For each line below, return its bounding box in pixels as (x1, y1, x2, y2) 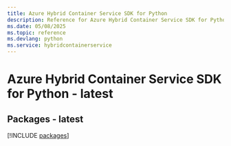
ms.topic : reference (7, 29, 67, 36)
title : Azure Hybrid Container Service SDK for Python (7, 10, 168, 17)
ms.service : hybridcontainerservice (7, 42, 112, 49)
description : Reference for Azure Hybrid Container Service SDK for (7, 16, 208, 23)
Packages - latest (7, 113, 84, 125)
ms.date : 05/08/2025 (7, 23, 67, 29)
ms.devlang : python (7, 36, 63, 42)
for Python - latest (7, 86, 113, 101)
